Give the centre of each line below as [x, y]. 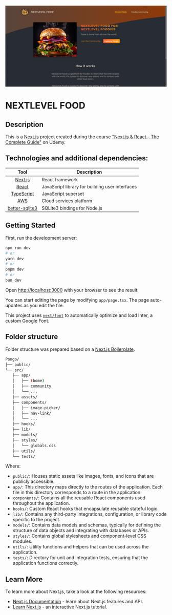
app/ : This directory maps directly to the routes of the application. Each [88, 487]
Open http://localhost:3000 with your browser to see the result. [72, 290]
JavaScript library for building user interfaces [89, 186]
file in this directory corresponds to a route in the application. [77, 493]
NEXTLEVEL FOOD [45, 106]
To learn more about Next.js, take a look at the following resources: [76, 591]
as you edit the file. [44, 305]
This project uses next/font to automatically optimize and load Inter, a [79, 315]
